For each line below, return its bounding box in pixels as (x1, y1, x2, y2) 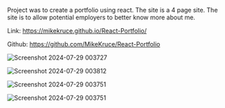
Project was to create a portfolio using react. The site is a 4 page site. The (7, 6, 218, 14)
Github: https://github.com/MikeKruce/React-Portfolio (7, 40, 161, 48)
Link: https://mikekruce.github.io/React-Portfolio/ (7, 27, 147, 35)
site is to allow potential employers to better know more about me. (7, 13, 196, 21)
